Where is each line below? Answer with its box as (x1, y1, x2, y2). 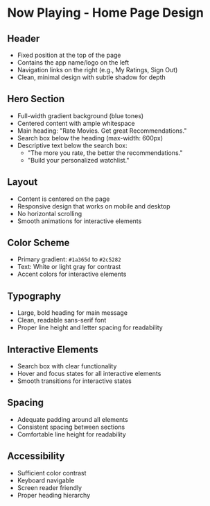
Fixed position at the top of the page (17, 51, 121, 59)
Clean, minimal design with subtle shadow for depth (17, 73, 166, 81)
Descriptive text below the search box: (17, 141, 128, 149)
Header (7, 33, 40, 44)
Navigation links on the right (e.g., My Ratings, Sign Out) (17, 66, 178, 74)
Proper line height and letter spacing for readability (17, 323, 163, 332)
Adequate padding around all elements (17, 415, 128, 423)
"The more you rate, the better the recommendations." (27, 148, 183, 157)
